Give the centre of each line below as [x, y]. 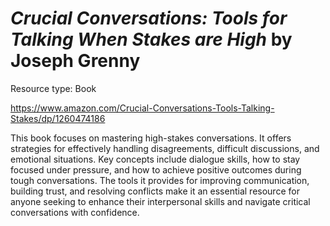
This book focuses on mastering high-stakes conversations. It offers [151, 138]
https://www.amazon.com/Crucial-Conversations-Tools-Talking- [142, 108]
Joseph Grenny [75, 61]
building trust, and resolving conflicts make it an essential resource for [155, 191]
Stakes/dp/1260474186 [58, 118]
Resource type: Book [53, 88]
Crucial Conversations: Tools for [149, 18]
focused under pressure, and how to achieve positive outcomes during [156, 169]
